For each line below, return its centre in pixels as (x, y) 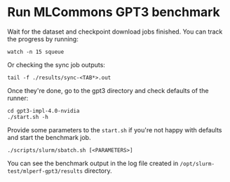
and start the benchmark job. (49, 137)
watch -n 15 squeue (36, 52)
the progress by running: (43, 38)
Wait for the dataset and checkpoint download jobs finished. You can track (115, 31)
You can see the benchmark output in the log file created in (93, 163)
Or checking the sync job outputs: (56, 64)
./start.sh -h (28, 117)
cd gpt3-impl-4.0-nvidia (43, 111)
